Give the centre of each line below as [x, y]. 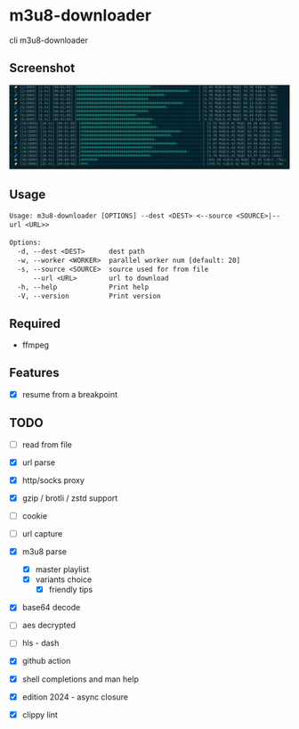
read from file [47, 444]
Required [35, 323]
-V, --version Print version [89, 296]
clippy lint [40, 715]
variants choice [64, 579]
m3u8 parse [44, 552]
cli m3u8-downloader [49, 40]
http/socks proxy [53, 480]
